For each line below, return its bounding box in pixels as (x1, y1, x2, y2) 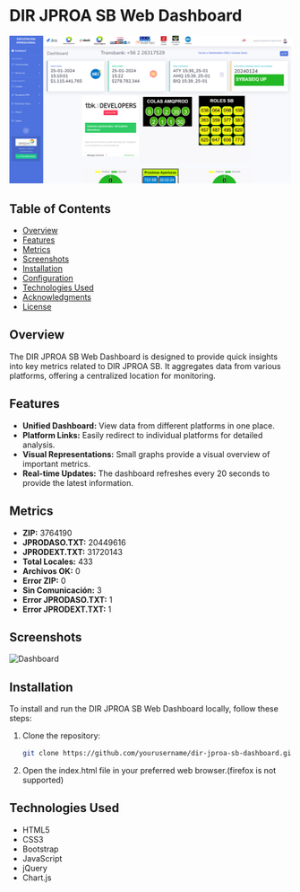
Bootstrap (21, 843, 59, 854)
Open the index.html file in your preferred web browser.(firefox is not (21, 765, 276, 775)
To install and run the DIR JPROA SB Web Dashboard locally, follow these (9, 703, 279, 714)
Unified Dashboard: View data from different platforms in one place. (21, 420, 276, 431)
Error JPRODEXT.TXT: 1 (21, 604, 112, 614)
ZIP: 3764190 (21, 527, 73, 538)
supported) (21, 774, 64, 785)
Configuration (21, 273, 73, 284)
